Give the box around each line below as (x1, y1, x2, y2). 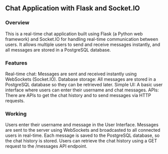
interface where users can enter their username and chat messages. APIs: (5, 87, 159, 93)
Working (5, 110, 27, 117)
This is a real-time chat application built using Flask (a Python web (5, 30, 143, 37)
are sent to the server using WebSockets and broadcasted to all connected (5, 127, 160, 133)
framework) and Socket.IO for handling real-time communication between (5, 36, 158, 42)
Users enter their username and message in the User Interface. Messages (5, 122, 159, 128)
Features (5, 59, 28, 66)
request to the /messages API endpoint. (5, 143, 88, 149)
